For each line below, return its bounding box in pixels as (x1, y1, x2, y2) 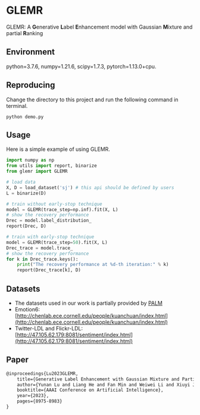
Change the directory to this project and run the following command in (6, 96, 179, 103)
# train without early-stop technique (6, 201, 102, 207)
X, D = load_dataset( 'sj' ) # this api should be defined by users (6, 184, 174, 191)
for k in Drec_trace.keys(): (6, 256, 79, 262)
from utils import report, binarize (6, 163, 97, 169)
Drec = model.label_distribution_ (6, 218, 92, 224)
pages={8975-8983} (17, 398, 62, 404)
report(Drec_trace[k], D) (17, 267, 82, 273)
